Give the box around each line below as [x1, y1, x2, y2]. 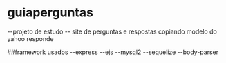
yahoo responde [7, 34, 54, 42]
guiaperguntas [7, 5, 93, 21]
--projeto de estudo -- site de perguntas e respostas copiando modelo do [7, 27, 218, 36]
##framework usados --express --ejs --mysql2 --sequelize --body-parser [7, 48, 219, 56]
